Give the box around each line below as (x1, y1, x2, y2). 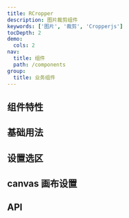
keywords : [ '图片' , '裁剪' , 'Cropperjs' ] (7, 23, 124, 30)
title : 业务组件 (13, 74, 56, 81)
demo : (7, 36, 23, 43)
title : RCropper (7, 10, 54, 17)
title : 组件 (13, 55, 46, 62)
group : (7, 67, 26, 74)
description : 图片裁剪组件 (7, 17, 78, 23)
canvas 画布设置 (7, 177, 78, 189)
